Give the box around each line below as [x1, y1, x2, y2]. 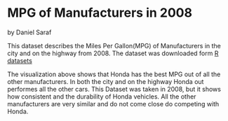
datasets [7, 56, 33, 64]
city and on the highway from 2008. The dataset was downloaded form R [7, 49, 219, 57]
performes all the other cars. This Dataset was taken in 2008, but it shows [7, 85, 221, 93]
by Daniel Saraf [7, 28, 52, 36]
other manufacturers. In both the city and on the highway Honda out [7, 77, 204, 85]
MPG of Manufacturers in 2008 [7, 5, 193, 21]
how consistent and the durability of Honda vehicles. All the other [7, 92, 196, 101]
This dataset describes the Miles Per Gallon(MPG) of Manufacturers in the [7, 41, 221, 50]
